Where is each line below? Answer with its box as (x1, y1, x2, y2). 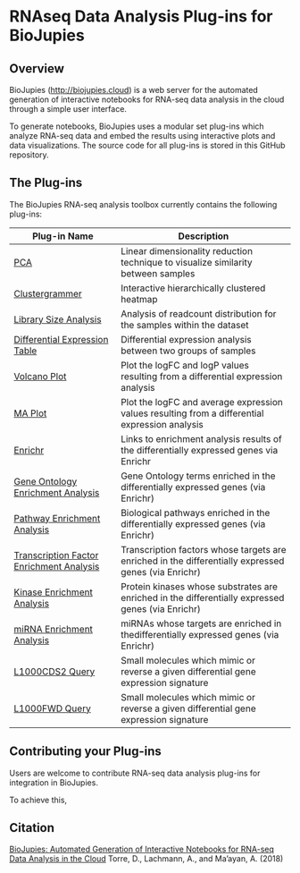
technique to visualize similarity (120, 256, 253, 268)
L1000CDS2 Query (13, 665, 96, 677)
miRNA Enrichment (13, 623, 94, 635)
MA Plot (13, 407, 47, 420)
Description (178, 230, 229, 242)
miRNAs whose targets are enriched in (120, 617, 282, 630)
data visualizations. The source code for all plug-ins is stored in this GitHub (9, 140, 286, 150)
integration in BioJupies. (9, 776, 98, 788)
